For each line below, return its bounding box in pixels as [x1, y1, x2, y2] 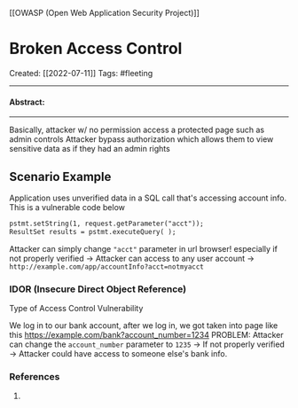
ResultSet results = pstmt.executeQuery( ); [9, 227, 176, 236]
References [9, 370, 60, 382]
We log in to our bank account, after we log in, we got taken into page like [9, 320, 278, 331]
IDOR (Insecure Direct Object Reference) [9, 283, 187, 295]
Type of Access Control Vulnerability [9, 303, 144, 313]
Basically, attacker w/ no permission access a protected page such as [9, 124, 264, 136]
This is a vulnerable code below [9, 201, 126, 212]
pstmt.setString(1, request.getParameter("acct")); [9, 219, 204, 228]
